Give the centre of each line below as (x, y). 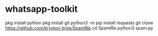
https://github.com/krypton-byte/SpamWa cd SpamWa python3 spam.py (79, 28)
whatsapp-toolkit (41, 9)
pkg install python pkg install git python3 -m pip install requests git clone (79, 23)
